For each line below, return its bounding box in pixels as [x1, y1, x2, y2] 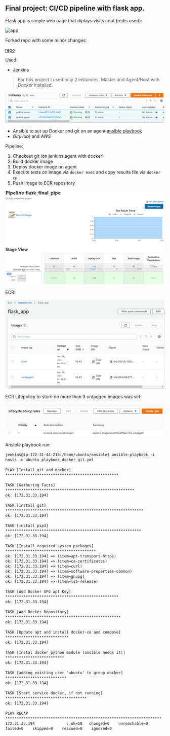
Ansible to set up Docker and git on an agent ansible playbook [12, 128, 143, 134]
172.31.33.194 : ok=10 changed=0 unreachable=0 [5, 721, 148, 726]
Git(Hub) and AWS [12, 133, 51, 139]
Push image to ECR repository [12, 180, 75, 186]
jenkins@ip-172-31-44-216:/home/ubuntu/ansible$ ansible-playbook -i [5, 452, 155, 458]
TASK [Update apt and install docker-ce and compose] [5, 630, 121, 635]
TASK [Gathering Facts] [5, 483, 56, 488]
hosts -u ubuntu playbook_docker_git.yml [5, 458, 94, 463]
